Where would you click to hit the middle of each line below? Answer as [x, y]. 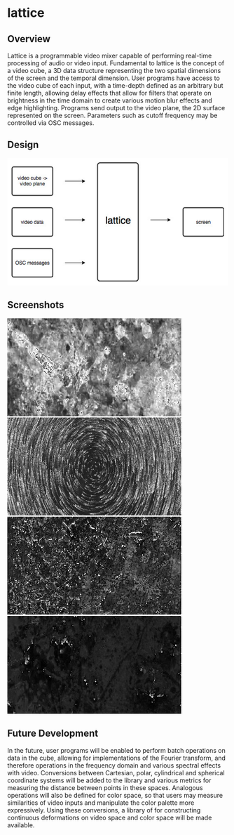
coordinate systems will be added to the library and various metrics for [109, 780]
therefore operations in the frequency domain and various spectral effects [114, 765]
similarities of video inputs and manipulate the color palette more [101, 803]
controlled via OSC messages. [51, 123]
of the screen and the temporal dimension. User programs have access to [114, 78]
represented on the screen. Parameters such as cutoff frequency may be [112, 115]
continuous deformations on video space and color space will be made [110, 817]
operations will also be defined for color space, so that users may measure [115, 795]
